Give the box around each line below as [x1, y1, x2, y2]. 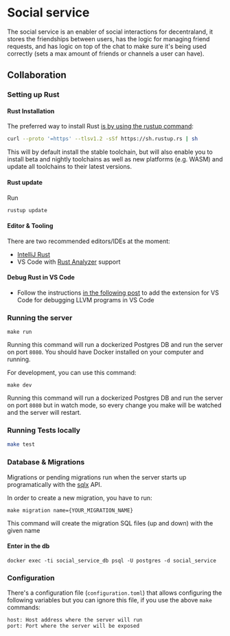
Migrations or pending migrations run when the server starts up [7, 473, 187, 481]
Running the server [7, 313, 73, 322]
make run [7, 328, 32, 336]
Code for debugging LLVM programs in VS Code [16, 295, 154, 304]
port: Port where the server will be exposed [7, 623, 139, 630]
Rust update [7, 178, 43, 186]
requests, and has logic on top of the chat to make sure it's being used [7, 42, 207, 50]
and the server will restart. [7, 409, 82, 417]
